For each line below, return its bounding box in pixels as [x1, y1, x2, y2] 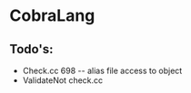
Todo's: [9, 42, 54, 57]
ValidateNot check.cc [22, 75, 104, 86]
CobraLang [9, 5, 95, 26]
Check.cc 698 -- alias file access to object [22, 65, 183, 76]
